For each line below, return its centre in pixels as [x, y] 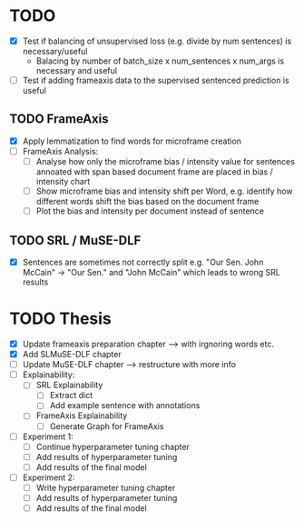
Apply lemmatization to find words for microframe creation [132, 141]
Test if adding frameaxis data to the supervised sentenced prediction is [156, 80]
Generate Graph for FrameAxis [107, 426]
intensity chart [63, 182]
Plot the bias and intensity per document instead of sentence [150, 211]
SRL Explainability [69, 385]
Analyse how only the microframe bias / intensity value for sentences [165, 161]
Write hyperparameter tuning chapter [106, 487]
